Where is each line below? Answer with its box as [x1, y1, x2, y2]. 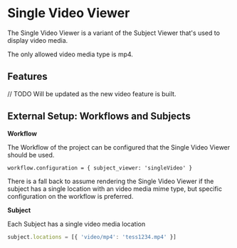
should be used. [7, 150, 55, 159]
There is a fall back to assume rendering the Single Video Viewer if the [7, 177, 214, 185]
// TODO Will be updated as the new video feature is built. [7, 89, 177, 98]
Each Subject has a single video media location [7, 219, 146, 228]
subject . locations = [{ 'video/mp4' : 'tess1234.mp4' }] [7, 233, 177, 240]
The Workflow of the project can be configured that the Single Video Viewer [7, 143, 231, 151]
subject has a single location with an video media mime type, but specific [7, 184, 223, 193]
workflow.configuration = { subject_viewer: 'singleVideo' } [7, 164, 193, 172]
